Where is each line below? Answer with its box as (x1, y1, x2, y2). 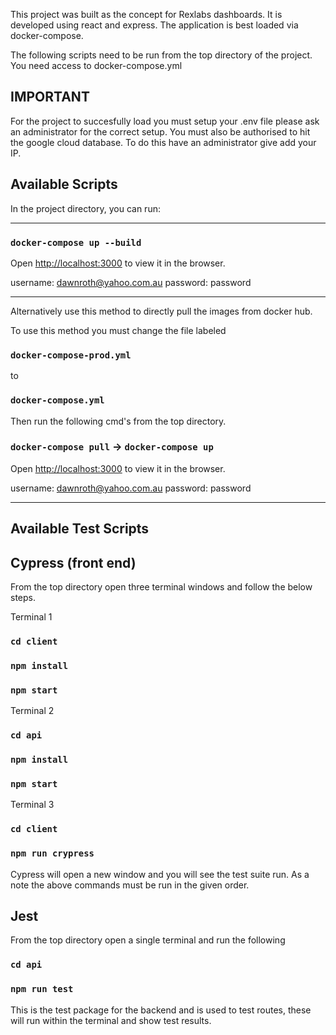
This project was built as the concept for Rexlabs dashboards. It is (10, 9, 283, 20)
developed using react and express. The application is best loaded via (10, 19, 299, 31)
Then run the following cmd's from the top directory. (10, 415, 227, 427)
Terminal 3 (10, 799, 55, 811)
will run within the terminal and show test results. (10, 1014, 212, 1026)
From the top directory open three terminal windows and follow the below (10, 581, 313, 593)
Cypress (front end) (10, 554, 137, 571)
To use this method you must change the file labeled (10, 324, 227, 336)
